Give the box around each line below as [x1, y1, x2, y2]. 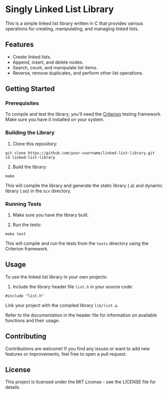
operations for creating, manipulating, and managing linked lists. [5, 25, 139, 31]
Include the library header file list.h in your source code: [12, 283, 133, 289]
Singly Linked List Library [5, 4, 114, 15]
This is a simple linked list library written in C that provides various [5, 20, 143, 26]
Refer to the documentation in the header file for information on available [5, 312, 157, 318]
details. [5, 384, 21, 390]
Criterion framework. [5, 246, 49, 252]
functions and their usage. [5, 317, 60, 323]
